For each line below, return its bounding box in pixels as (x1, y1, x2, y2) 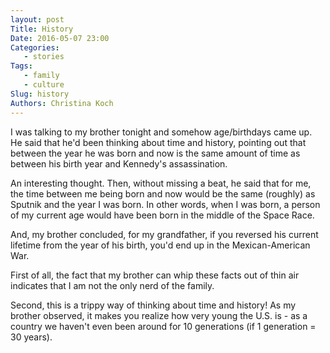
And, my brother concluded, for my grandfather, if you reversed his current (10, 228, 319, 240)
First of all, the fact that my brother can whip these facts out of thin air (10, 269, 300, 281)
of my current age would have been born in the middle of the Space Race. (10, 209, 315, 221)
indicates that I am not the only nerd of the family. (10, 279, 215, 291)
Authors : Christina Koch (10, 98, 114, 108)
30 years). (10, 331, 53, 343)
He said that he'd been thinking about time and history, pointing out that (10, 136, 307, 148)
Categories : (10, 42, 60, 53)
